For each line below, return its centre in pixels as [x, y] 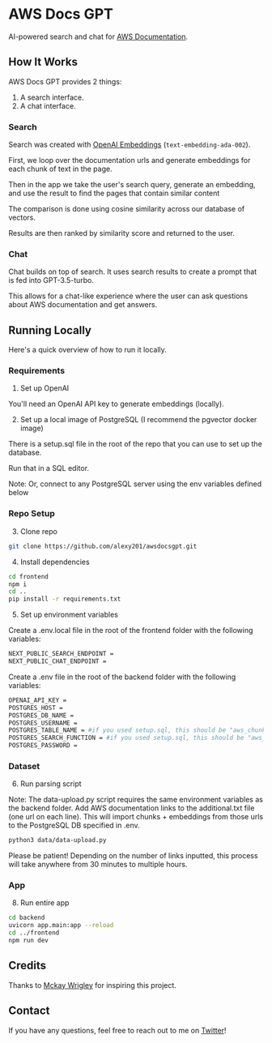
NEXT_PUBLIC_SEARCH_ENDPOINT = [61, 654]
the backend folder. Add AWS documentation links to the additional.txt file [132, 808]
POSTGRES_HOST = [36, 707]
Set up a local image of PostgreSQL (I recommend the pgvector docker [138, 420]
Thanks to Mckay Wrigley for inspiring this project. [92, 985]
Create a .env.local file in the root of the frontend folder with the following [131, 631]
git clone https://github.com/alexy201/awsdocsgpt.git [103, 546]
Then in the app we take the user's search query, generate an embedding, [132, 185]
